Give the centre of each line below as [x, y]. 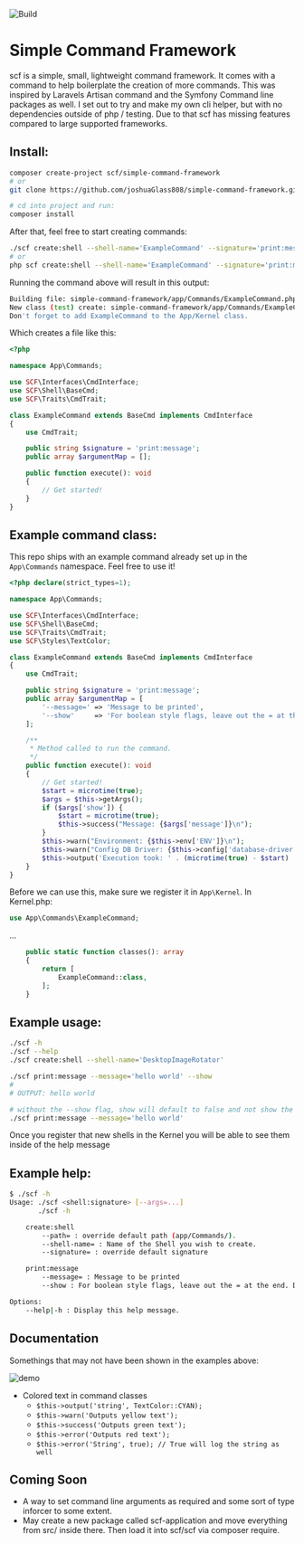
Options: [26, 1302]
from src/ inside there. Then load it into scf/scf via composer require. [151, 1530]
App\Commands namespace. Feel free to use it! [92, 566]
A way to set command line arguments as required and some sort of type [158, 1501]
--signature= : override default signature [125, 1253]
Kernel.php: [31, 902]
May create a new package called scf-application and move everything [155, 1520]
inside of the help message [60, 1145]
